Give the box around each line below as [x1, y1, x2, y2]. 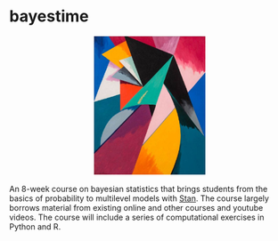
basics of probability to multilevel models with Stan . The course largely [9, 193, 270, 204]
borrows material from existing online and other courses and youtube [9, 202, 264, 213]
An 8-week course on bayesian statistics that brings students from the [9, 183, 268, 194]
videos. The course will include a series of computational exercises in [9, 212, 265, 222]
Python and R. [9, 221, 61, 232]
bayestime [9, 6, 89, 27]
